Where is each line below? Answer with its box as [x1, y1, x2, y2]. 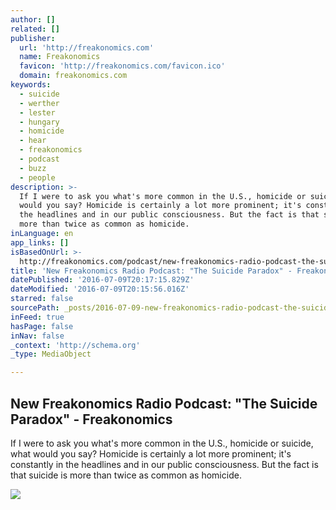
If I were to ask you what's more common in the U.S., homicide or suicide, [10, 437, 314, 449]
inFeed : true [10, 312, 65, 322]
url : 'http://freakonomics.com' [19, 42, 155, 53]
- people [19, 172, 56, 183]
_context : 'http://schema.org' [10, 340, 141, 350]
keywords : [10, 80, 52, 90]
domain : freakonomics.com [19, 71, 128, 81]
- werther [19, 98, 60, 108]
